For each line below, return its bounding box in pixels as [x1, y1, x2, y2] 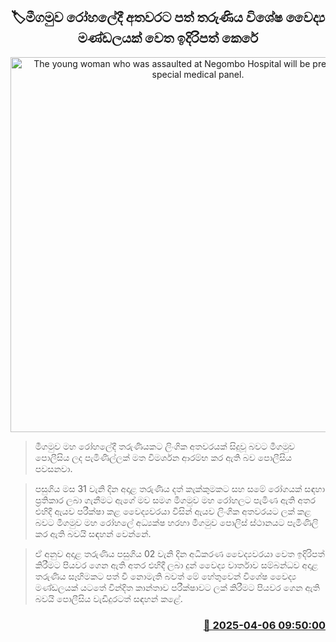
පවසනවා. [34, 462, 73, 474]
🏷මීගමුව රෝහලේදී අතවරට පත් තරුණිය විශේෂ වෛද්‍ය [10, 9, 326, 26]
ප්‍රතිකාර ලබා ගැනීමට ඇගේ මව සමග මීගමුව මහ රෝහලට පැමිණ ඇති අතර [34, 494, 316, 506]
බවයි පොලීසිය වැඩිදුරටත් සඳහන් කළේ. [34, 592, 183, 604]
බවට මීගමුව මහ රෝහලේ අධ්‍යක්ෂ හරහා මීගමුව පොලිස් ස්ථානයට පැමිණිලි [34, 516, 319, 528]
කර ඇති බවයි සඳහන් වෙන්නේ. [34, 527, 152, 539]
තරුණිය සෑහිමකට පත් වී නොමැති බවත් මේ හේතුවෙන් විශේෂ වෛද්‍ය [34, 570, 297, 582]
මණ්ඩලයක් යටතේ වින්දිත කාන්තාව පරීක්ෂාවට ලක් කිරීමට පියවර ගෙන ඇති [34, 581, 320, 593]
